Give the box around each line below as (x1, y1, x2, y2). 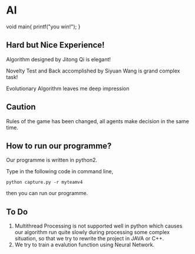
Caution (6, 102, 37, 112)
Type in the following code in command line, (6, 168, 114, 175)
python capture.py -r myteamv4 (6, 179, 83, 186)
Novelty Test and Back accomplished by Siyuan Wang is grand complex (6, 67, 180, 74)
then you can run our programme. (6, 190, 88, 197)
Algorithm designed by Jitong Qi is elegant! (6, 55, 111, 62)
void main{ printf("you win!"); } (6, 23, 81, 30)
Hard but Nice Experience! (6, 40, 105, 50)
